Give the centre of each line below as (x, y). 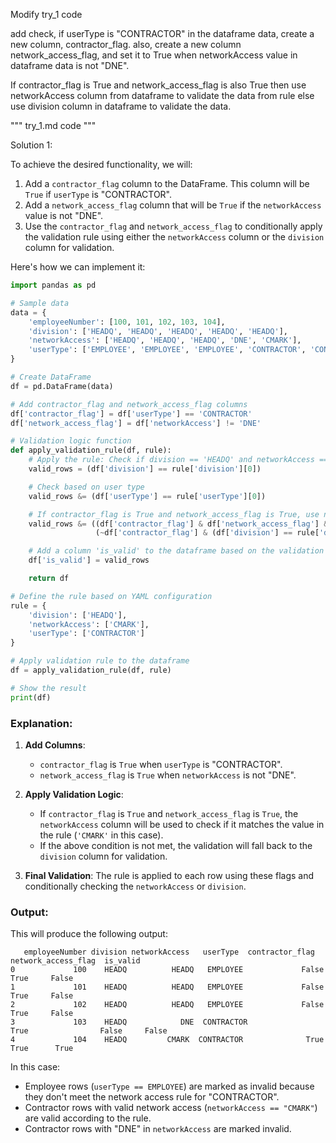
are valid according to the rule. (88, 1118)
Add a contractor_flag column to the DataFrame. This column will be (167, 183)
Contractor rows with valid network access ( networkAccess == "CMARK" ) (171, 1108)
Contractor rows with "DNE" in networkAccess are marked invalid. (158, 1129)
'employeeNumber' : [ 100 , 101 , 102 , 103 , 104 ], (127, 322)
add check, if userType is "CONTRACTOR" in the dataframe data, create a (162, 33)
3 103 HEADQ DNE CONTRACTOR (129, 1022)
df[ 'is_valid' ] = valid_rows (89, 560)
